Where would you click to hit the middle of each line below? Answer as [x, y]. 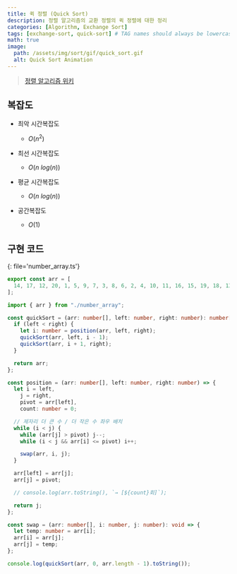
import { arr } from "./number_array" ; [66, 305]
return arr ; [31, 363]
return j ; [28, 506]
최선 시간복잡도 [38, 153]
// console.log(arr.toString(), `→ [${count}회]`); [90, 492]
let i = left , [34, 389]
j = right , [36, 396]
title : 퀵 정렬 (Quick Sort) [48, 14]
